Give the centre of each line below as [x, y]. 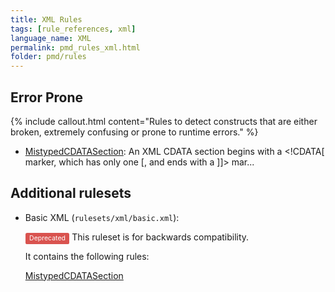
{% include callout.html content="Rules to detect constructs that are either [164, 121]
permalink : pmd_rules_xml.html [75, 47]
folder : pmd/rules [48, 57]
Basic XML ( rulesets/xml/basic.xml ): [102, 217]
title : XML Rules [46, 19]
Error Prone [47, 97]
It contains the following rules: [87, 256]
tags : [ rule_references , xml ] [73, 29]
